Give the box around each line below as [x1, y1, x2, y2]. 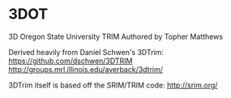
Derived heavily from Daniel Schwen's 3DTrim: [8, 47, 165, 57]
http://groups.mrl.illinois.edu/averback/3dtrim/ [8, 64, 164, 74]
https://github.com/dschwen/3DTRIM [8, 56, 133, 66]
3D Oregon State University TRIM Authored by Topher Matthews [8, 32, 224, 41]
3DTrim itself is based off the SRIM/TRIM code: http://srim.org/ [8, 80, 218, 90]
